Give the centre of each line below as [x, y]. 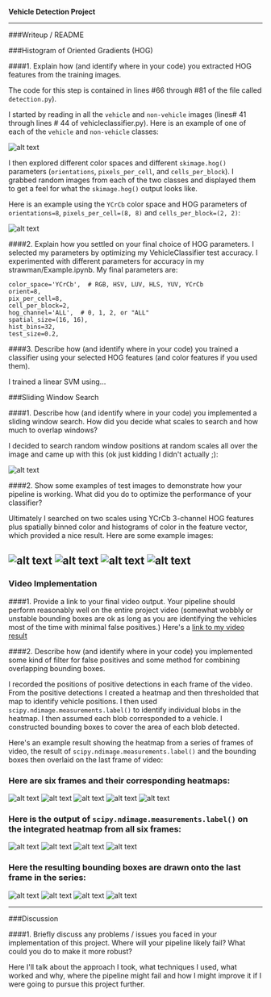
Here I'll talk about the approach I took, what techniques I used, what [123, 966]
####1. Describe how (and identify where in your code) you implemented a [133, 413]
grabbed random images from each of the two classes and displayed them [132, 180]
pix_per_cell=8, [35, 298]
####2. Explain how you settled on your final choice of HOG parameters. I [131, 244]
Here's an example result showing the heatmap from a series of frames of [131, 742]
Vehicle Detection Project [52, 12]
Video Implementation [53, 584]
